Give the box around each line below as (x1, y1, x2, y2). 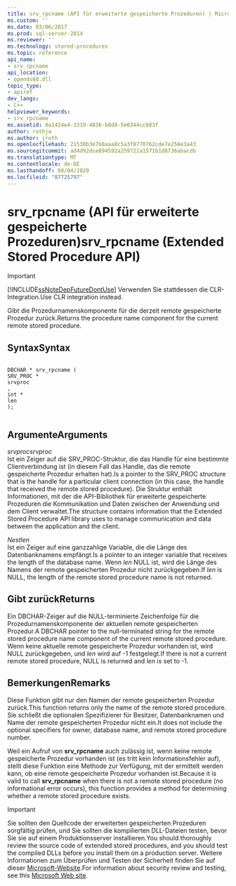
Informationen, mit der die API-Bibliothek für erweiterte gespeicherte (7, 493, 206, 501)
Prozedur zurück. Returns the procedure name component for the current (7, 314, 218, 323)
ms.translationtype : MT (7, 154, 77, 162)
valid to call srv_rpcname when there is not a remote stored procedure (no (7, 776, 223, 785)
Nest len (7, 535, 30, 545)
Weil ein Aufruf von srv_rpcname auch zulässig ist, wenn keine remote (7, 746, 212, 755)
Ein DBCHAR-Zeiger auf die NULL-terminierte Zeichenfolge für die (7, 612, 199, 620)
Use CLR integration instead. (40, 293, 123, 301)
